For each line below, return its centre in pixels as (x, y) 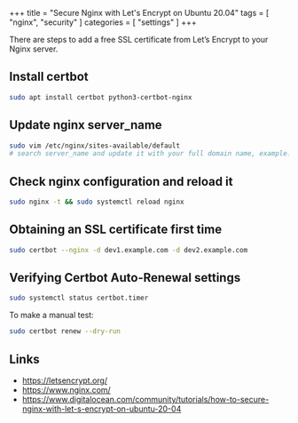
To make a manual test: (52, 315)
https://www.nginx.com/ (66, 390)
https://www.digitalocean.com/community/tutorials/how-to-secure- (145, 399)
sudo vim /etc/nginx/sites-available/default (94, 146)
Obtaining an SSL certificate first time (116, 230)
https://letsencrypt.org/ (65, 380)
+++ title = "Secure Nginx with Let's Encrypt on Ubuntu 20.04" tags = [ (139, 13)
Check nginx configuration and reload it (121, 181)
